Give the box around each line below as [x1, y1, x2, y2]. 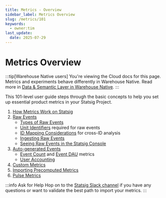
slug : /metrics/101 [5, 16, 46, 21]
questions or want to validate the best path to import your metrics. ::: [5, 187, 147, 193]
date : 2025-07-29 [10, 35, 46, 40]
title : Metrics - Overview [5, 7, 62, 12]
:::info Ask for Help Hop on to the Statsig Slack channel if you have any [5, 182, 151, 188]
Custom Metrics [12, 161, 46, 167]
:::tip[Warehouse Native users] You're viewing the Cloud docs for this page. [5, 73, 161, 79]
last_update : [5, 30, 33, 35]
